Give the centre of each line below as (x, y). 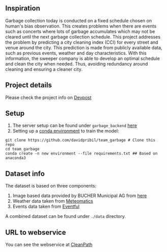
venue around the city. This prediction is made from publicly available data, (84, 47)
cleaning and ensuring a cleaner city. (44, 69)
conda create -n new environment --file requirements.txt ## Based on (81, 154)
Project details (29, 85)
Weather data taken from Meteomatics (53, 201)
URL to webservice (36, 232)
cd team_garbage (22, 149)
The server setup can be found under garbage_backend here (75, 125)
